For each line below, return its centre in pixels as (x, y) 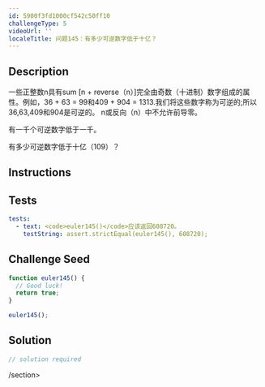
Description (38, 71)
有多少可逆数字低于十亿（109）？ (64, 147)
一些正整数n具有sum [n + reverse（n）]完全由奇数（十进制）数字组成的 (126, 92)
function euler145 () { (47, 278)
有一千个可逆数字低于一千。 (55, 130)
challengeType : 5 (38, 24)
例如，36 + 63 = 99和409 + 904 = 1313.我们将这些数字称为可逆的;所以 (140, 102)
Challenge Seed (49, 259)
